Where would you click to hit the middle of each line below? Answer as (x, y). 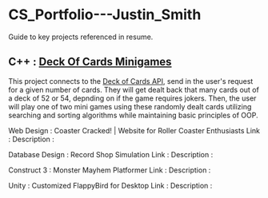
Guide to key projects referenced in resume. (81, 37)
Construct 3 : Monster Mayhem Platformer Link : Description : (110, 170)
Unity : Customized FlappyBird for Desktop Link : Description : (110, 185)
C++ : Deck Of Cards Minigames (90, 62)
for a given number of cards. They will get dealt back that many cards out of (134, 89)
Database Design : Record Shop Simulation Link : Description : (111, 154)
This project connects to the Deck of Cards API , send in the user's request (131, 81)
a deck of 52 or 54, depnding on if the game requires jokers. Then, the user (132, 98)
